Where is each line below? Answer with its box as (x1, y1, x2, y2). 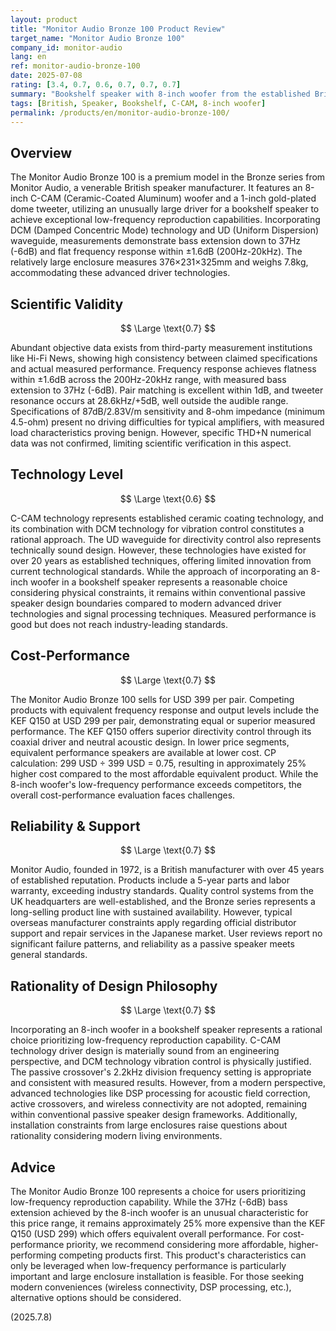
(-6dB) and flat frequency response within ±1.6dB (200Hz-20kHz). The (10, 246, 303, 258)
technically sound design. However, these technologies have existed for (10, 544, 307, 556)
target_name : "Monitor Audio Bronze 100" (10, 33, 186, 43)
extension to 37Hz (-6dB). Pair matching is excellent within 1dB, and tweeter (10, 384, 324, 396)
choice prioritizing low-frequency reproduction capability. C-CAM (10, 1034, 282, 1046)
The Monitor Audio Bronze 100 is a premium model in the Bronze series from (10, 171, 326, 183)
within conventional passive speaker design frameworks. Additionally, (10, 1109, 298, 1121)
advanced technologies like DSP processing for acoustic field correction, (10, 1087, 311, 1100)
